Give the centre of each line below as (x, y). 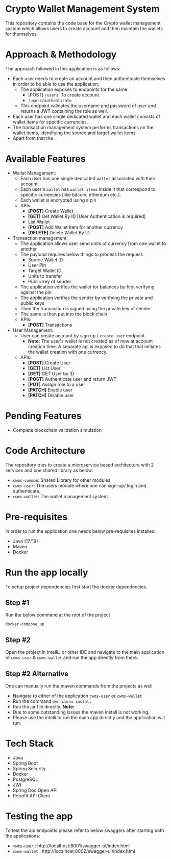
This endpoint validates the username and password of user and (88, 106)
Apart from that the (33, 138)
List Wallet (39, 222)
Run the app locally (47, 572)
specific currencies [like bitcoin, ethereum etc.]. (71, 194)
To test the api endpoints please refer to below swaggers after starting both (85, 830)
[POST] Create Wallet (51, 211)
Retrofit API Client (31, 795)
